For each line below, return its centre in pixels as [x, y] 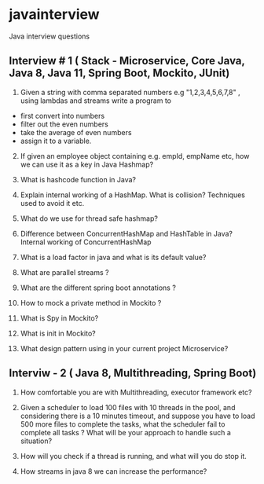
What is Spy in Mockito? [59, 318]
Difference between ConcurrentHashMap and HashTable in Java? [126, 233]
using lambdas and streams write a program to [96, 101]
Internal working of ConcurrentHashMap [86, 242]
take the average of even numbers [76, 132]
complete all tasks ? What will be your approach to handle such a [125, 432]
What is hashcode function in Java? [78, 179]
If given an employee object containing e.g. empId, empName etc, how [135, 156]
